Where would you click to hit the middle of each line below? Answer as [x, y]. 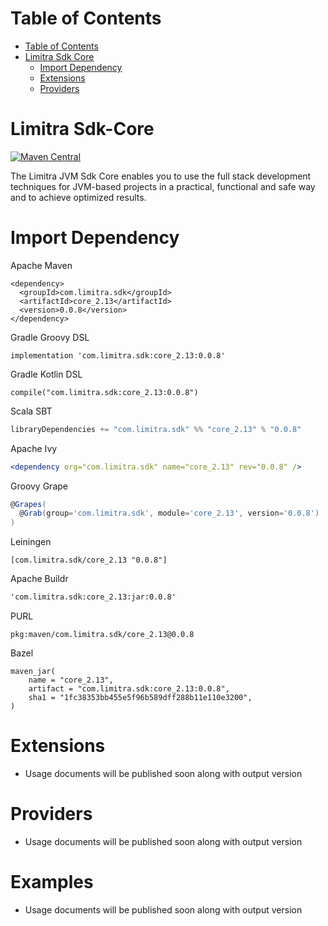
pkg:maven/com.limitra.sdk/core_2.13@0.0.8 [102, 635]
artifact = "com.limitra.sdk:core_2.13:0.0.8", [129, 689]
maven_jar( [33, 672]
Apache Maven [41, 265]
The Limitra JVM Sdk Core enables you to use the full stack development [161, 176]
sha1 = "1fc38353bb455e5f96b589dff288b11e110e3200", [140, 698]
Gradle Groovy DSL [50, 337]
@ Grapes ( [28, 504]
